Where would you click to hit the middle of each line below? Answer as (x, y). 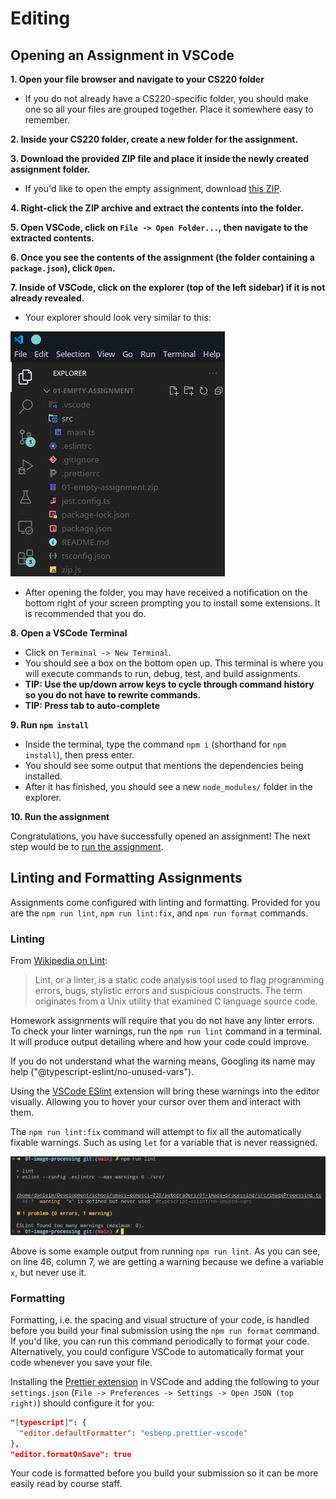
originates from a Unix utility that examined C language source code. (176, 1001)
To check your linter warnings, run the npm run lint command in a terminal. (166, 1031)
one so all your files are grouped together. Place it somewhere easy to (169, 109)
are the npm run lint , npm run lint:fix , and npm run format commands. (159, 913)
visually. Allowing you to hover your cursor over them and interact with (156, 1102)
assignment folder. (50, 169)
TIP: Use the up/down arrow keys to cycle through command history (169, 684)
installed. (43, 776)
